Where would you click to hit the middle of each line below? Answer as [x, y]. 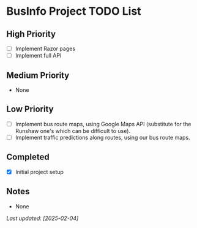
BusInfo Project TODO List [74, 11]
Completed [28, 157]
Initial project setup [39, 172]
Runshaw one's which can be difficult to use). [72, 131]
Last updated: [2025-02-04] [43, 218]
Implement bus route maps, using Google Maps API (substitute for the [103, 124]
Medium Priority [38, 75]
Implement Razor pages [45, 48]
